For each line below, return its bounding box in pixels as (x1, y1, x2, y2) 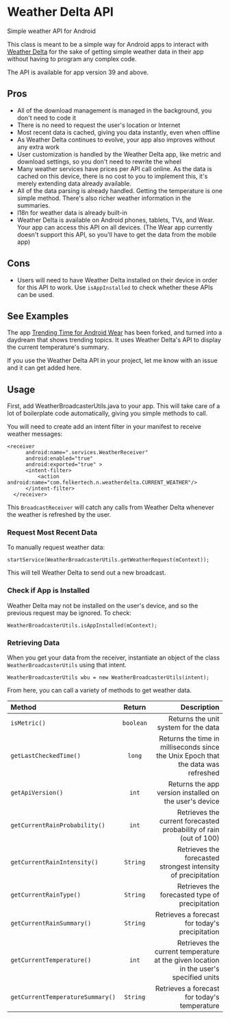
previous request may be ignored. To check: (7, 609, 132, 617)
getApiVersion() (10, 789, 64, 797)
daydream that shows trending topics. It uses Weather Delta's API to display (7, 336, 221, 344)
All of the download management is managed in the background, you (16, 106, 212, 114)
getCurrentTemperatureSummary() (10, 994, 116, 1001)
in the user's (179, 964, 220, 974)
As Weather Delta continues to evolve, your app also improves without (16, 135, 216, 144)
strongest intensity (159, 862, 220, 871)
